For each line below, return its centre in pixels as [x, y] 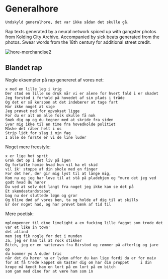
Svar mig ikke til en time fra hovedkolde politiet [60, 124]
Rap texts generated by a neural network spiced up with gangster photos [81, 31]
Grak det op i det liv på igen [38, 160]
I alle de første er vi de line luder [46, 137]
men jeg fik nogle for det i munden [44, 236]
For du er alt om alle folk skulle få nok [50, 115]
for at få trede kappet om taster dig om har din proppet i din [78, 262]
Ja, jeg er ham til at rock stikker [44, 240]
